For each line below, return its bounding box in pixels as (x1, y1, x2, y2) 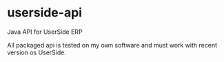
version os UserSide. (7, 48, 67, 56)
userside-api (7, 5, 83, 21)
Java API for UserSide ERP (7, 28, 83, 36)
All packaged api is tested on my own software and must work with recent (7, 41, 217, 49)
